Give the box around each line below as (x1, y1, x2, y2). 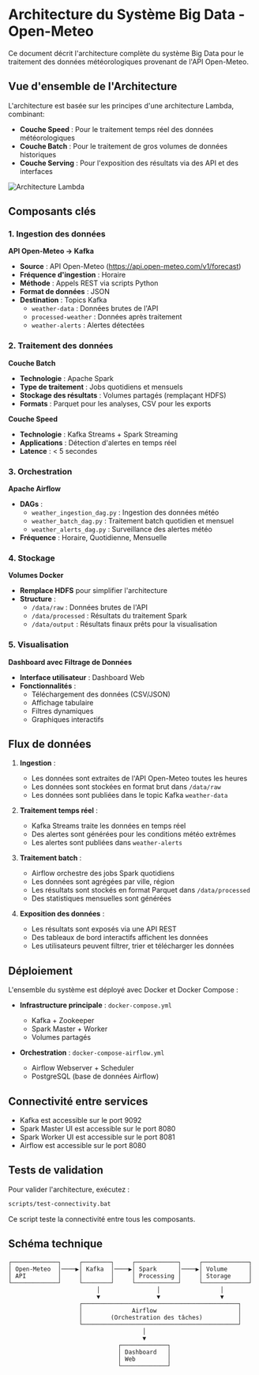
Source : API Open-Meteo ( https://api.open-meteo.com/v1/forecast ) (19, 262, 242, 271)
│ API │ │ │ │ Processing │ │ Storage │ (8, 1271, 253, 1280)
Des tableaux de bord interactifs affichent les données (31, 933, 208, 942)
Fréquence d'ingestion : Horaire (19, 270, 126, 280)
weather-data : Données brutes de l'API (31, 304, 159, 313)
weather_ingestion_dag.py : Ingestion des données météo (31, 508, 220, 517)
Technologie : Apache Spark (19, 373, 114, 383)
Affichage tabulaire (31, 697, 94, 707)
